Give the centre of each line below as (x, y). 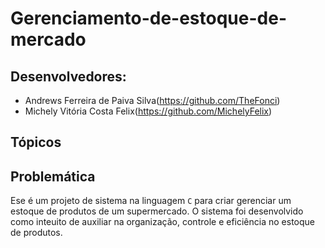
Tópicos (36, 142)
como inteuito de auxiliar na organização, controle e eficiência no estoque (162, 222)
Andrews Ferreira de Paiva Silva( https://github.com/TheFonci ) (152, 100)
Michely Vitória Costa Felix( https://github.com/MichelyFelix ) (148, 111)
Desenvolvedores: (68, 76)
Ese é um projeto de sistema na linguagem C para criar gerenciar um (151, 201)
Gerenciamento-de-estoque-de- (148, 18)
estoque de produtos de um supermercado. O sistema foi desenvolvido (157, 211)
